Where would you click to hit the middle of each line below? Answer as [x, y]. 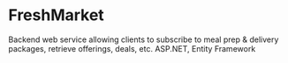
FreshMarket [57, 15]
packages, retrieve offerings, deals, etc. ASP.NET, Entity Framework [132, 48]
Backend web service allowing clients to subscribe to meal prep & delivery [144, 39]
